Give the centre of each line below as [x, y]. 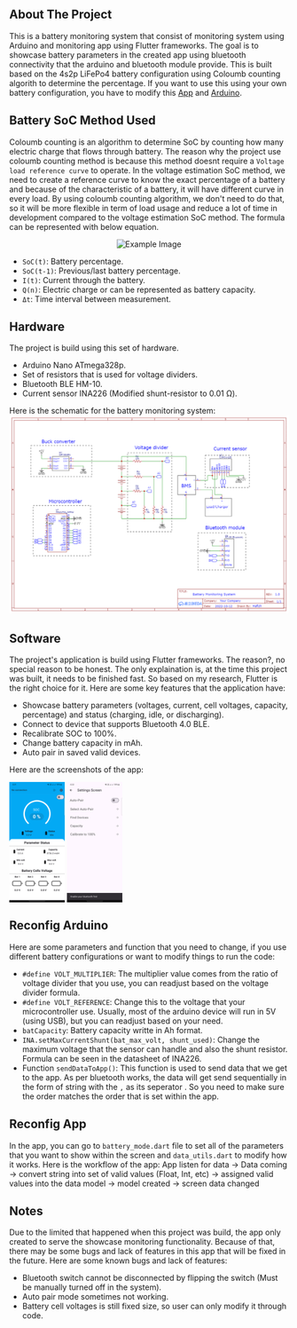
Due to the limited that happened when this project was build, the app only [145, 1232]
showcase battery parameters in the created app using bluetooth [128, 55]
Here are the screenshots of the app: [77, 770]
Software [35, 638]
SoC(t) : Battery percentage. [73, 261]
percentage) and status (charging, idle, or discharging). [123, 715]
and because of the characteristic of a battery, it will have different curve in [147, 189]
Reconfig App [48, 1124]
